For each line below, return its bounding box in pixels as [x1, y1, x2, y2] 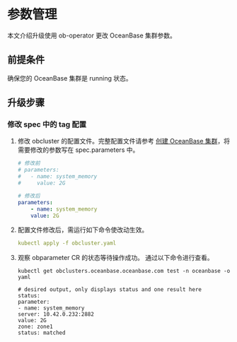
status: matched [17, 329, 66, 336]
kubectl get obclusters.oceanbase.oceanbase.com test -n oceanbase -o [17, 268, 231, 275]
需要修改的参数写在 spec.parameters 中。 [17, 146, 139, 154]
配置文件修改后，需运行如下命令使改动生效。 [17, 225, 149, 234]
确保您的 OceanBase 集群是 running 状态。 [7, 73, 132, 82]
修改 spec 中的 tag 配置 [7, 119, 87, 129]
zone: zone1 [17, 323, 53, 331]
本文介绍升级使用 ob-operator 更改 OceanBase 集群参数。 [7, 31, 177, 40]
